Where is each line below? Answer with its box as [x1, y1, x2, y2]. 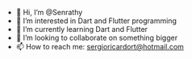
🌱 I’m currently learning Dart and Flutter [15, 25, 148, 33]
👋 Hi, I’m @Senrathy [15, 8, 83, 17]
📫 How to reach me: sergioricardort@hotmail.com [15, 42, 184, 51]
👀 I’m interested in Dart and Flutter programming [15, 16, 177, 26]
